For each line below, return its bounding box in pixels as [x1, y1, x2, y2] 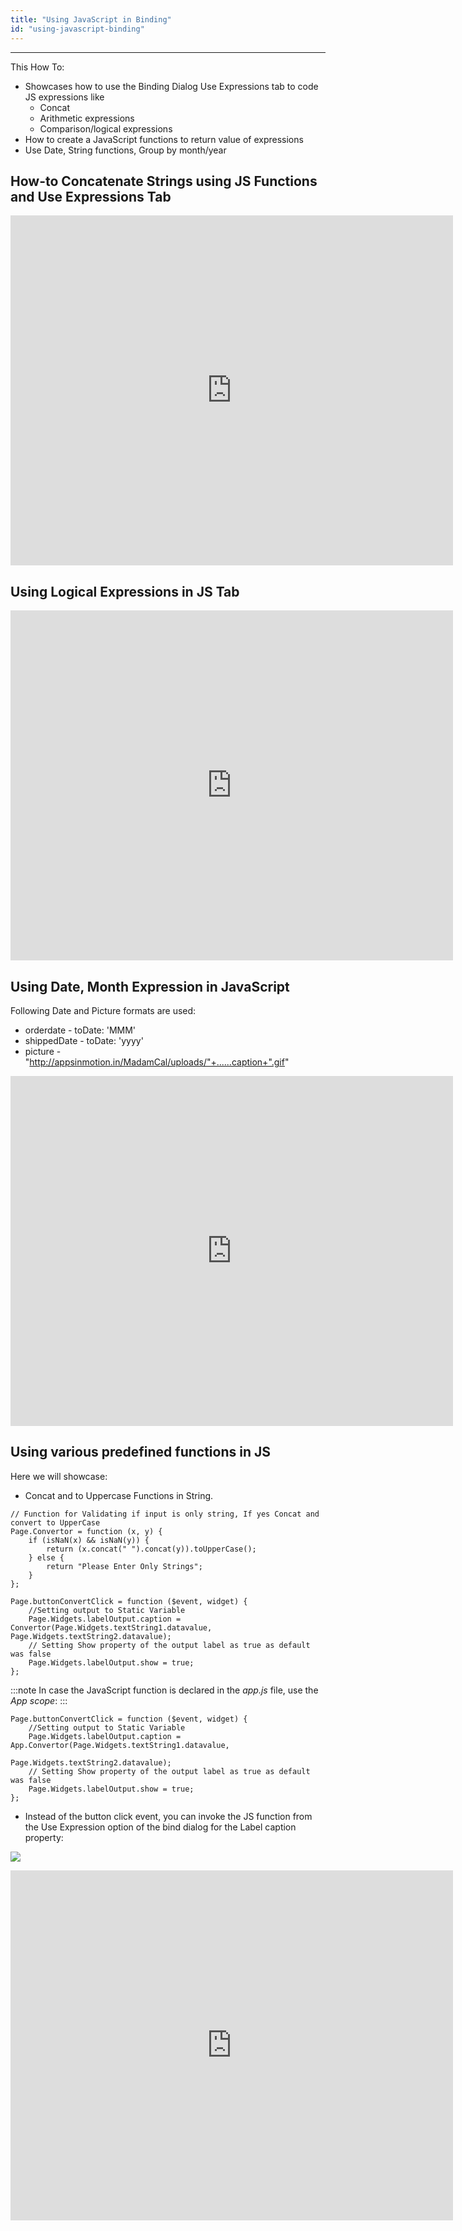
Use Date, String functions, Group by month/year [24, 144, 227, 156]
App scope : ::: [10, 1694, 68, 1706]
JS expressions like [24, 91, 105, 103]
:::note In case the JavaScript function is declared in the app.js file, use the [10, 1684, 319, 1696]
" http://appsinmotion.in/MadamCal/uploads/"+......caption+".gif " [24, 1056, 290, 1068]
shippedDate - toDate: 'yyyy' [24, 1034, 144, 1046]
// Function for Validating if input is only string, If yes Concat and [10, 1509, 320, 1519]
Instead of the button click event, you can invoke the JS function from [24, 1810, 313, 1822]
